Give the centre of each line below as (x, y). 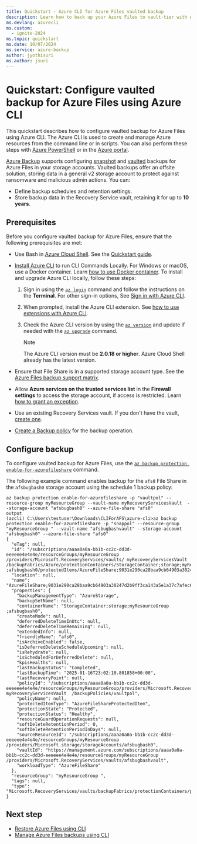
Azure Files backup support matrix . (57, 378)
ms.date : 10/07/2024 (31, 45)
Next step (24, 814)
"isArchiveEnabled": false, (51, 642)
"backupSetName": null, (46, 601)
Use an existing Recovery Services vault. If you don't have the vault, (97, 413)
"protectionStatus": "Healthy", (56, 714)
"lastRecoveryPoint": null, (51, 678)
